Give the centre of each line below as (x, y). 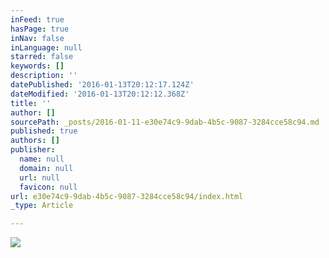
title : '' (31, 103)
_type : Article (42, 206)
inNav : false (37, 38)
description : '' (44, 76)
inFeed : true (37, 19)
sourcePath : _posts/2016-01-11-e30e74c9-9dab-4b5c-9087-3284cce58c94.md (165, 122)
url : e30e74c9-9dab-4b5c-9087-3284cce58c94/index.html (127, 196)
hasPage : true (40, 29)
